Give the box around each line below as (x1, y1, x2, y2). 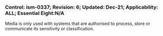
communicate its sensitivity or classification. (5, 26, 94, 32)
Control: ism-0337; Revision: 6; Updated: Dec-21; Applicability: (5, 4, 159, 11)
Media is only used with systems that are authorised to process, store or (5, 21, 150, 26)
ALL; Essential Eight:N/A (5, 10, 64, 16)
